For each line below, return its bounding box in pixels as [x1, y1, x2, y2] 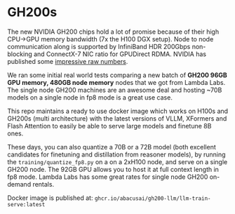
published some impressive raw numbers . [7, 57, 128, 65]
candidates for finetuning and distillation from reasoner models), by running [7, 150, 226, 159]
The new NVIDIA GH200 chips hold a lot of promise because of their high [7, 27, 220, 36]
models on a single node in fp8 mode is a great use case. [7, 93, 173, 102]
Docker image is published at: [7, 194, 93, 202]
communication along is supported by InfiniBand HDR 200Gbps [7, 42, 191, 51]
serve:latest [7, 201, 46, 208]
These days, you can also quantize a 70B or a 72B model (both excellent [7, 142, 216, 151]
